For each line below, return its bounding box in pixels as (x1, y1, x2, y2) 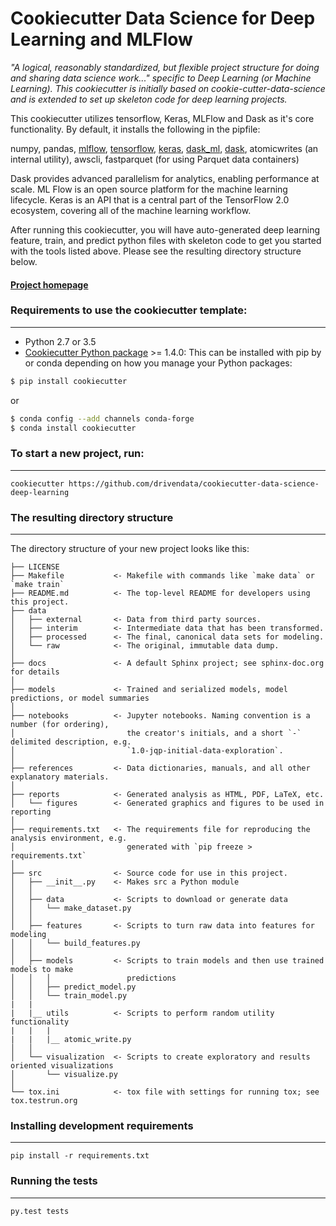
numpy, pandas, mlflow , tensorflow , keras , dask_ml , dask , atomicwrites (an (10, 142, 319, 154)
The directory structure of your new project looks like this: (10, 543, 250, 555)
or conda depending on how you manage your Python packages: (24, 357, 293, 369)
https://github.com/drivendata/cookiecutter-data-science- (68, 478, 320, 489)
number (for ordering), (10, 720, 110, 730)
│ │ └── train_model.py (10, 991, 128, 1001)
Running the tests (10, 1174, 98, 1188)
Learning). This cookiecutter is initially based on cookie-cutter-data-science (10, 82, 326, 94)
